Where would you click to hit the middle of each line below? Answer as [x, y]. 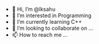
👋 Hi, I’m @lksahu [34, 9]
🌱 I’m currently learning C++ [47, 22]
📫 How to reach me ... [40, 35]
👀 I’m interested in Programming [52, 15]
